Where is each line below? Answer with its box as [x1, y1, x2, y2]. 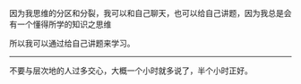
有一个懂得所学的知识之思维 [9, 19, 112, 29]
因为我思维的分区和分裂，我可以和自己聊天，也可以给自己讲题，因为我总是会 [9, 8, 292, 18]
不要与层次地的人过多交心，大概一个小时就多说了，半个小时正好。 [9, 65, 253, 76]
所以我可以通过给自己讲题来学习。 [9, 38, 135, 48]
